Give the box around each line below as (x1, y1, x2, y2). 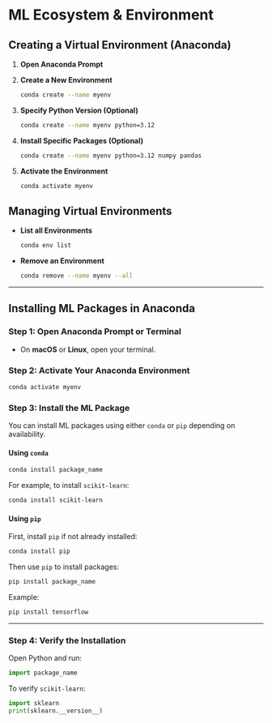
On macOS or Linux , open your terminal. (19, 344, 156, 354)
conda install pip (8, 547, 70, 556)
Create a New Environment (19, 75, 113, 84)
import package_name (8, 669, 79, 678)
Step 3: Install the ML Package (8, 402, 130, 413)
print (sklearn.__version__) (8, 707, 104, 715)
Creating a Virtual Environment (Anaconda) (8, 38, 232, 52)
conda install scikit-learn (8, 496, 104, 504)
